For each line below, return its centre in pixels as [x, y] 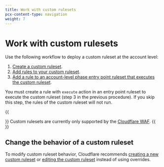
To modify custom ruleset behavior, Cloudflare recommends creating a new [82, 154]
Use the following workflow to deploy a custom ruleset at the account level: [82, 57]
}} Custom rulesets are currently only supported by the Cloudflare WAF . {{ [80, 122]
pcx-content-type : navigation [36, 14]
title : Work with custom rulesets [41, 10]
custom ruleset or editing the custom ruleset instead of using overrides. [78, 160]
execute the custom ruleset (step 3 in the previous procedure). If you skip [80, 97]
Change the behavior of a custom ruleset [69, 142]
